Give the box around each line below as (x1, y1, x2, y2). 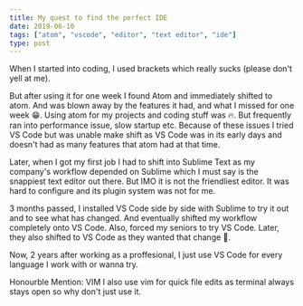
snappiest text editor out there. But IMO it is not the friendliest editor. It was (9, 176, 289, 186)
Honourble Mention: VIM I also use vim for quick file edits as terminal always (9, 277, 295, 288)
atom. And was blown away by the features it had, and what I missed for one (9, 100, 295, 111)
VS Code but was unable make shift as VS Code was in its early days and (9, 129, 282, 140)
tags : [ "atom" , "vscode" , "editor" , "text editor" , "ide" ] (9, 30, 237, 39)
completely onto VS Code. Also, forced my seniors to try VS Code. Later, (9, 223, 280, 234)
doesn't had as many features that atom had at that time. (9, 139, 221, 150)
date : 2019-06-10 (9, 22, 75, 31)
